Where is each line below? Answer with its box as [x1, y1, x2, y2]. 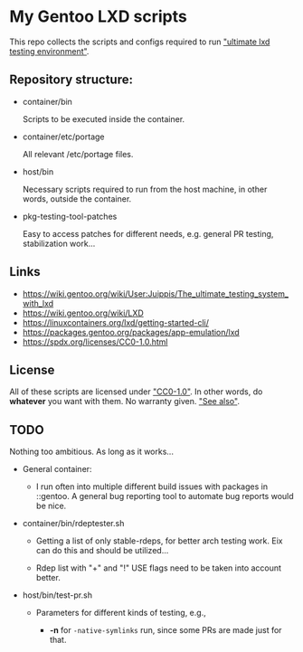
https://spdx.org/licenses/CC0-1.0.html [22, 336, 168, 347]
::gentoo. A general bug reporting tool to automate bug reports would [35, 491, 294, 502]
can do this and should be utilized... [35, 545, 169, 556]
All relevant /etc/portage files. [22, 148, 134, 159]
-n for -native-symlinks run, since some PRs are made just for [49, 625, 282, 636]
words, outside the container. [22, 193, 132, 204]
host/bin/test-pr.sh [22, 590, 93, 600]
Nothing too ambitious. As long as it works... [9, 446, 175, 458]
